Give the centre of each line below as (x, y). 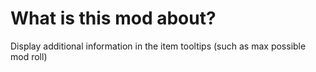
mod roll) (29, 56)
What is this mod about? (113, 18)
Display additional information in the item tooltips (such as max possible (158, 46)
